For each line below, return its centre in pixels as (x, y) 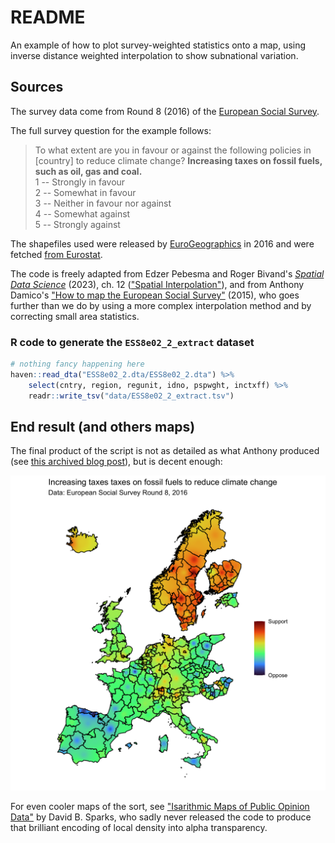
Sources (37, 87)
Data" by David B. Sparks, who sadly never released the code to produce (161, 817)
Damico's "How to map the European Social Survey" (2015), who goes (155, 295)
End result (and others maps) (103, 426)
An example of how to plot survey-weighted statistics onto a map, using (158, 45)
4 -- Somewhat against (82, 213)
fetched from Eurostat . (56, 254)
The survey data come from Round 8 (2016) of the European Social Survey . (165, 111)
